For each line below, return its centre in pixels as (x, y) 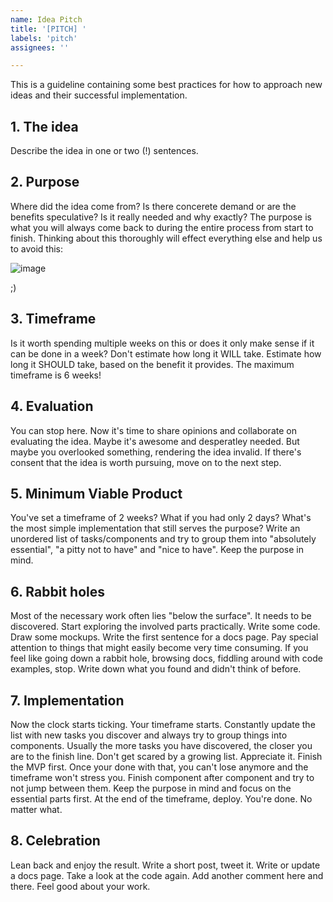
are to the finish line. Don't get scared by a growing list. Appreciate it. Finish (166, 756)
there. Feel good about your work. (80, 886)
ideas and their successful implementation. (99, 95)
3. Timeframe (53, 319)
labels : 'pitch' (44, 38)
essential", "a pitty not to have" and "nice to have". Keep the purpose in (157, 550)
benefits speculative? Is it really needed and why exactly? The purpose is (161, 217)
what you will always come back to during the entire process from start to (162, 227)
